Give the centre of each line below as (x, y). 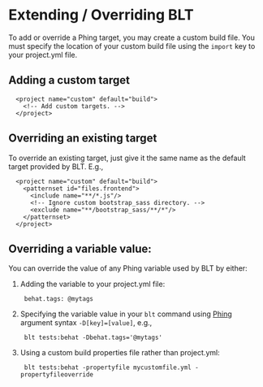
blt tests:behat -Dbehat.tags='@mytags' (93, 338)
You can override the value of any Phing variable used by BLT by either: (128, 268)
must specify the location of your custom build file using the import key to (132, 46)
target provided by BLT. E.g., (56, 166)
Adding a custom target (69, 80)
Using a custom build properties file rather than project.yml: (120, 353)
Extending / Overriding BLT (101, 15)
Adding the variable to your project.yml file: (93, 284)
